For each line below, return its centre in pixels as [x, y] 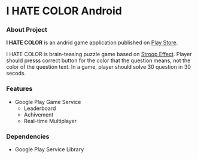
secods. [16, 74]
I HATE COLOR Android [64, 11]
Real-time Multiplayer [50, 121]
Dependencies [28, 136]
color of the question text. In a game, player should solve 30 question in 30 [99, 67]
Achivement [39, 114]
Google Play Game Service [48, 102]
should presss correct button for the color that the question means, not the [98, 60]
